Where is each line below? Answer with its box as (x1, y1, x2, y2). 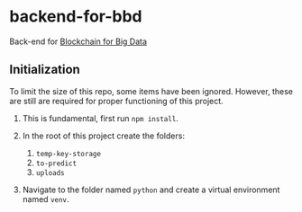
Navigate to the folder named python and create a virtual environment (22, 184, 280, 195)
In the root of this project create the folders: (22, 130, 185, 141)
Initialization (9, 62, 81, 77)
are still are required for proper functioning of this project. (9, 95, 224, 106)
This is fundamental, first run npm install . (22, 112, 178, 123)
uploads (35, 168, 65, 177)
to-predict (35, 159, 78, 168)
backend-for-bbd (9, 6, 142, 27)
